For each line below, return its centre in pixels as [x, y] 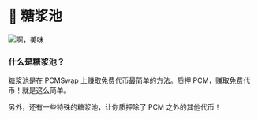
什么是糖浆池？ [37, 61]
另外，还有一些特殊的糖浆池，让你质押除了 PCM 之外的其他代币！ [115, 107]
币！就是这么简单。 [39, 91]
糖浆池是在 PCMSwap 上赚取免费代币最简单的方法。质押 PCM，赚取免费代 [129, 80]
